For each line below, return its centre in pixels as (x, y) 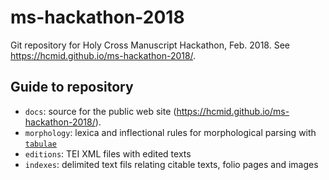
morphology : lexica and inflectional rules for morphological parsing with (170, 132)
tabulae (40, 144)
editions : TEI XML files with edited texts (108, 153)
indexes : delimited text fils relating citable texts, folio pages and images (171, 164)
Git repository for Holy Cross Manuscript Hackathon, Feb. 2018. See (150, 45)
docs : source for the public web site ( (100, 111)
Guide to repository (72, 87)
